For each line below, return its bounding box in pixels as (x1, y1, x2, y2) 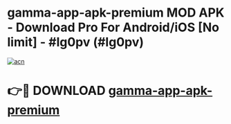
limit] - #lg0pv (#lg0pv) (7, 35, 144, 50)
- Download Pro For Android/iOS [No (7, 19, 220, 35)
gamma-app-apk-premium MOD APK (7, 5, 225, 21)
